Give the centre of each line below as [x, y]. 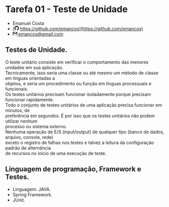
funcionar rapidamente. [30, 99]
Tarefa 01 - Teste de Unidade [66, 9]
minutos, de [18, 110]
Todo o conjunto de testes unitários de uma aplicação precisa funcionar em [84, 105]
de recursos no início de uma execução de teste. [56, 153]
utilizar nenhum [21, 121]
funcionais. [17, 89]
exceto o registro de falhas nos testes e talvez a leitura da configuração [80, 142]
